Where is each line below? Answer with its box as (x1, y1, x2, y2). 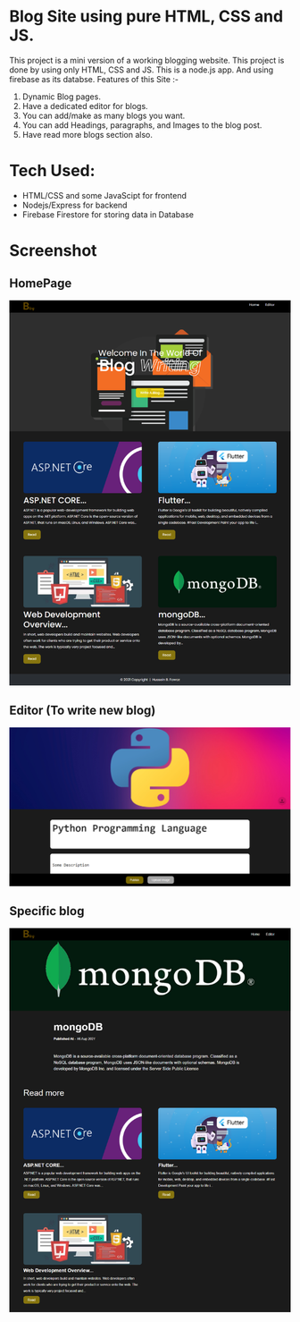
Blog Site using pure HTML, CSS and (9, 6, 284, 27)
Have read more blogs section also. (21, 129, 154, 140)
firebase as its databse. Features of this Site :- (9, 73, 179, 84)
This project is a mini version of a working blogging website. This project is (9, 55, 285, 65)
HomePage (9, 275, 72, 292)
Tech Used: (9, 161, 96, 181)
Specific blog (9, 903, 85, 919)
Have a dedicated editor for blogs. (21, 100, 149, 111)
